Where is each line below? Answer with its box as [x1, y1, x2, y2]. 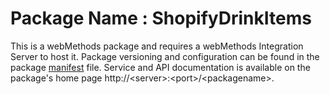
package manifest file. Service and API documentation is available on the [10, 61, 311, 73]
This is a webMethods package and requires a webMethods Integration [10, 40, 304, 52]
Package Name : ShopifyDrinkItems [10, 7, 312, 30]
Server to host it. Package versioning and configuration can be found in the [10, 50, 320, 62]
